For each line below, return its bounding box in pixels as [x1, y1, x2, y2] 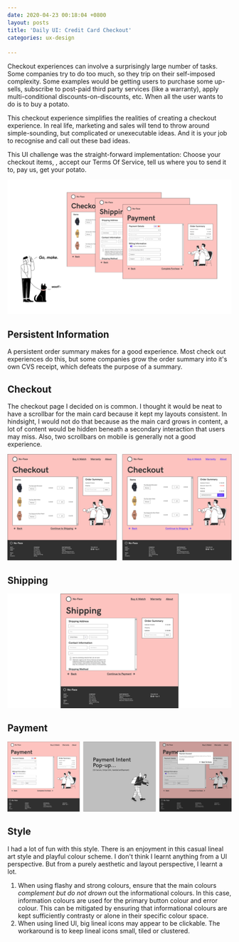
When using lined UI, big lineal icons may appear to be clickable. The [17, 918, 221, 927]
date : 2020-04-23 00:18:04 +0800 [7, 11, 107, 19]
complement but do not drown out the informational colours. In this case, [17, 889, 232, 897]
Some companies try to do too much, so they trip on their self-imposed [7, 70, 216, 78]
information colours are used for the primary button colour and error [17, 896, 218, 905]
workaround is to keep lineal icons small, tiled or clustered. [17, 926, 190, 935]
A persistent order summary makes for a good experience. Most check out [7, 347, 226, 356]
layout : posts [7, 19, 50, 26]
